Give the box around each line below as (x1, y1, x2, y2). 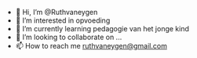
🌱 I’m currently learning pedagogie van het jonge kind (15, 24, 190, 33)
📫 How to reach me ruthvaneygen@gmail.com (15, 42, 167, 50)
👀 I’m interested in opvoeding (15, 16, 111, 25)
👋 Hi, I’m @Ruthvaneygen (15, 8, 98, 16)
